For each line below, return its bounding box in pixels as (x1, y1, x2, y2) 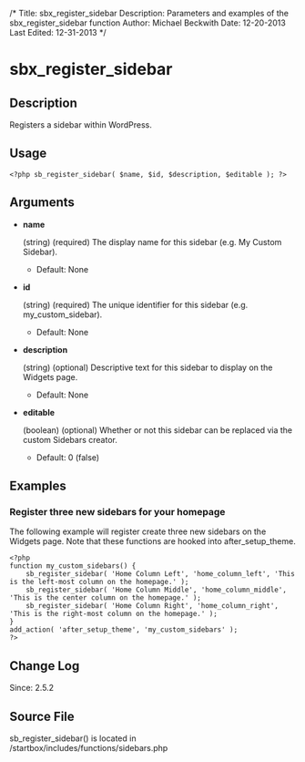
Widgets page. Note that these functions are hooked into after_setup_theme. (9, 536, 296, 547)
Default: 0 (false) (36, 451, 100, 463)
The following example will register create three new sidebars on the (9, 526, 267, 537)
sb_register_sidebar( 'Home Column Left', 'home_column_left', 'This (25, 570, 296, 579)
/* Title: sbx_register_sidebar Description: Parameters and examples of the (9, 8, 290, 18)
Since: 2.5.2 (9, 683, 55, 694)
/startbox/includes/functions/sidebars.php (9, 742, 168, 753)
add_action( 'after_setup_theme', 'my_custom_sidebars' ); (9, 625, 239, 634)
